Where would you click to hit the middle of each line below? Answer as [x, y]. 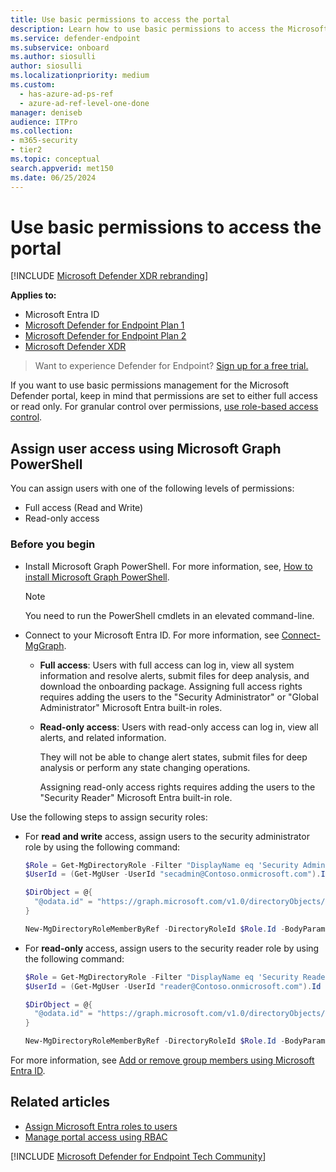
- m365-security [44, 141]
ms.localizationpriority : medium [80, 76]
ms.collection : [42, 131]
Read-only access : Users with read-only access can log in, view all [179, 727]
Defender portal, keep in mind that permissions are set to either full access [164, 396]
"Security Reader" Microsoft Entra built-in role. [136, 797]
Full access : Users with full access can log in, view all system [167, 665]
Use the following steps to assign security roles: [109, 817]
